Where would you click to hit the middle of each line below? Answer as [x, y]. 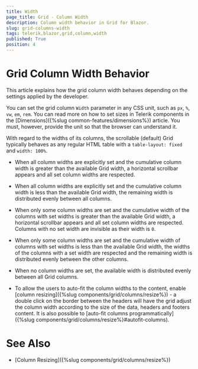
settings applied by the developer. [47, 96]
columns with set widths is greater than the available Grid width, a [95, 216]
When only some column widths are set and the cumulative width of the [102, 210]
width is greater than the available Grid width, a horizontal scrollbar [96, 168]
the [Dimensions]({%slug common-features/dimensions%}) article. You [93, 120]
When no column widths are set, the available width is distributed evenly [103, 270]
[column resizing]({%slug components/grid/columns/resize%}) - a [95, 294]
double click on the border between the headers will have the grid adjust [103, 301]
